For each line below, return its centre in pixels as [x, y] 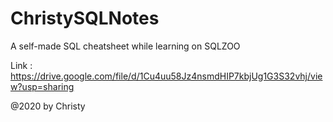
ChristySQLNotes [85, 18]
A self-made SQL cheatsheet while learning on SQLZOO [125, 46]
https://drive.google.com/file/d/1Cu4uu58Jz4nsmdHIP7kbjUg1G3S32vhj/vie [166, 76]
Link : [21, 65]
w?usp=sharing [42, 86]
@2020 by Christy [48, 106]
